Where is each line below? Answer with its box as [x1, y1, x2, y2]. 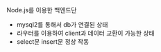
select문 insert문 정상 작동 [16, 38, 90, 46]
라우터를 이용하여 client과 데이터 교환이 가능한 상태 [16, 29, 155, 37]
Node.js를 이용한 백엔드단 [6, 6, 77, 14]
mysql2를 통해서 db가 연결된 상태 [16, 21, 108, 29]
